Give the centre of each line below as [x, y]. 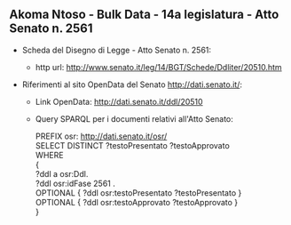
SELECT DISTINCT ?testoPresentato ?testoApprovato [133, 145]
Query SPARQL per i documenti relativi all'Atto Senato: [134, 118]
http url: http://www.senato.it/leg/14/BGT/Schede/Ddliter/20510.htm [158, 67]
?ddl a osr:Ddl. [62, 173]
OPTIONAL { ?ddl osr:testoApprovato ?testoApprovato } [137, 202]
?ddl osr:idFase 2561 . [75, 183]
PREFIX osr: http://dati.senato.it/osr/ [101, 136]
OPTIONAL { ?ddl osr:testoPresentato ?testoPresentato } [138, 193]
